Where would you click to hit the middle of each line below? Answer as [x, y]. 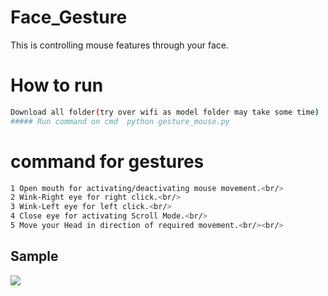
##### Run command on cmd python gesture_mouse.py [120, 121]
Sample [34, 256]
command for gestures [107, 161]
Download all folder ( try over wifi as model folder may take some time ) [165, 112]
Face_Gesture [69, 17]
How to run [57, 85]
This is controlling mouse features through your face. [120, 45]
